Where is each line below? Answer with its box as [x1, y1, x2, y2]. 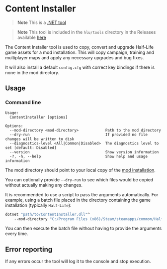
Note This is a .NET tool [17, 19, 66, 25]
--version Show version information [9, 149, 159, 154]
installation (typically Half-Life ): [5, 202, 72, 208]
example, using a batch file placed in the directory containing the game [5, 197, 151, 203]
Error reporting [5, 245, 53, 254]
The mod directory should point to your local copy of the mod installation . [5, 167, 156, 173]
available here [17, 34, 46, 40]
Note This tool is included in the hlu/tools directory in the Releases [17, 29, 156, 35]
